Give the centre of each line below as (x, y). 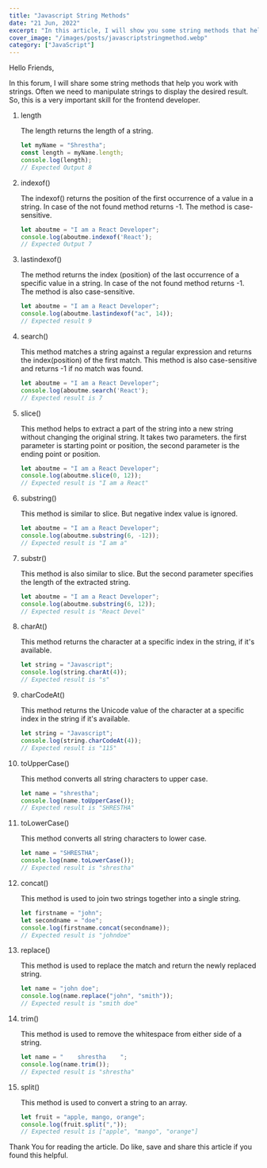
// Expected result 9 (56, 321)
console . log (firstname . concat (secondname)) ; (95, 928)
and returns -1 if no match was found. (82, 368)
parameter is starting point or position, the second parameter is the (130, 445)
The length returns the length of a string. (87, 131)
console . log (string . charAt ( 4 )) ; (74, 672)
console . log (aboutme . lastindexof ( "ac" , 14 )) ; (97, 314)
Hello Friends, (32, 68)
